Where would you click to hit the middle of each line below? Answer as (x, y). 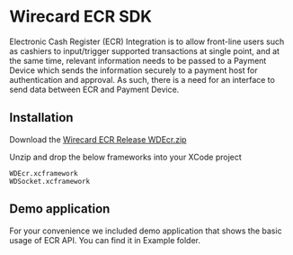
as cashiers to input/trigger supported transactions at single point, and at (145, 50)
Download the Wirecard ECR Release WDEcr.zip (98, 139)
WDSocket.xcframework (50, 181)
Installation (41, 118)
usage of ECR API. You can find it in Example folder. (105, 240)
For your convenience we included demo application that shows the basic (146, 231)
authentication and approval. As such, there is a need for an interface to (142, 79)
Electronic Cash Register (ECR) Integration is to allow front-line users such (147, 41)
